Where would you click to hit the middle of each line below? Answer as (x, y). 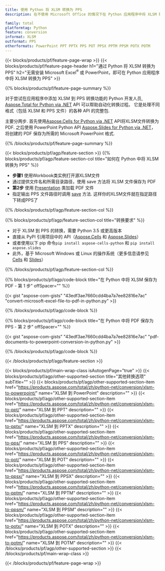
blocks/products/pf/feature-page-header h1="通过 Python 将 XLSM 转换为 (80, 66)
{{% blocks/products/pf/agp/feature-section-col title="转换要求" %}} (75, 220)
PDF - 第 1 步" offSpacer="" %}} (38, 286)
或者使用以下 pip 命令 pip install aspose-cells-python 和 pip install (83, 243)
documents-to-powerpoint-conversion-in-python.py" (59, 342)
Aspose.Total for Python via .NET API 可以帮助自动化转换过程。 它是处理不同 (82, 105)
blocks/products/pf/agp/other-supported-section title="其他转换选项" (76, 376)
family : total (20, 23)
